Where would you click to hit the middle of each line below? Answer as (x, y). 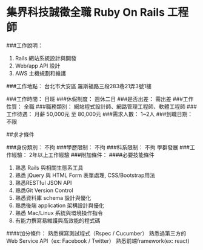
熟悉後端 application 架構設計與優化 (60, 205)
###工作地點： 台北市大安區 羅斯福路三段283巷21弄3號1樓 (79, 86)
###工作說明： (25, 45)
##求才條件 (20, 134)
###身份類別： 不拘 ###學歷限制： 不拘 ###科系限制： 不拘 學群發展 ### (98, 147)
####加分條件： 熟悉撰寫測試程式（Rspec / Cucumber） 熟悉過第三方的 (96, 233)
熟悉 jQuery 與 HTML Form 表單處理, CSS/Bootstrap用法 (85, 175)
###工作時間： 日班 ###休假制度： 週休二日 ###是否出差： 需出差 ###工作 (100, 99)
